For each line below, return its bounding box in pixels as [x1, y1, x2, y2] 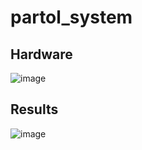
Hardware [10, 46, 73, 63]
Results [10, 101, 59, 118]
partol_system [10, 6, 133, 29]
